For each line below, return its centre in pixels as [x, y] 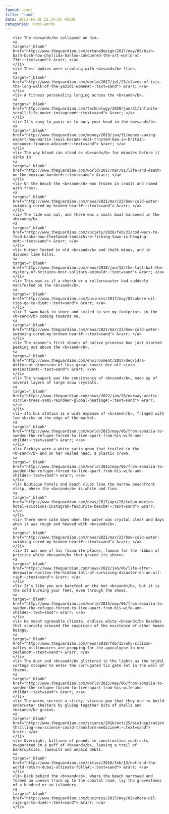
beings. [20, 630]
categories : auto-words [30, 24]
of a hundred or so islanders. [45, 785]
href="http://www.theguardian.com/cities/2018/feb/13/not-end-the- [85, 763]
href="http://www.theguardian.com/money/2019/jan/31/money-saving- [85, 135]
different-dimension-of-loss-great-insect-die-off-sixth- [75, 365]
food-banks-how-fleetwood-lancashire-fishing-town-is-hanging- [80, 237]
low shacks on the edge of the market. [54, 418]
